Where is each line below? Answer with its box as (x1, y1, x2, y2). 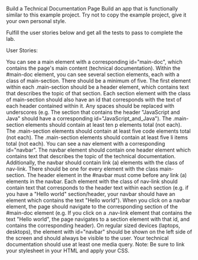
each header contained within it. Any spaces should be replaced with (6, 102, 174, 109)
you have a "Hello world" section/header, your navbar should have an (6, 191, 176, 197)
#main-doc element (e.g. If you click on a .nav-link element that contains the (6, 210, 192, 216)
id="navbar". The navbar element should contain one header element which (6, 146, 191, 153)
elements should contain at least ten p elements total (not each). (25, 121, 182, 128)
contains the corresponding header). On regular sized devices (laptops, (6, 222, 180, 229)
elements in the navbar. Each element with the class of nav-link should (6, 178, 178, 185)
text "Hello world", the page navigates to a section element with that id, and (6, 216, 190, 223)
